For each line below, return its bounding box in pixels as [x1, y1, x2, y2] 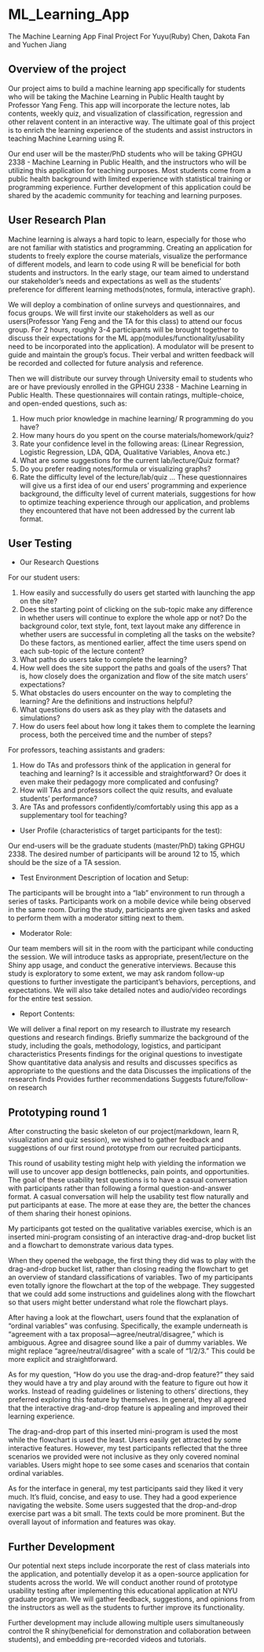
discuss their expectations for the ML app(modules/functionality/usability [8, 333, 245, 343]
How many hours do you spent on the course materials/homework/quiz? [19, 430, 254, 440]
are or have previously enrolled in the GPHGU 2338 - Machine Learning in [8, 381, 247, 391]
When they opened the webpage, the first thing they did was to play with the [8, 1256, 256, 1265]
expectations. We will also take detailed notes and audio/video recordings [8, 985, 247, 995]
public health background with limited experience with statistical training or [8, 174, 251, 183]
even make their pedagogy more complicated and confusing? [19, 777, 218, 787]
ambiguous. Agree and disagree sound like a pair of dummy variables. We [8, 1338, 247, 1348]
